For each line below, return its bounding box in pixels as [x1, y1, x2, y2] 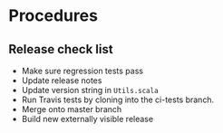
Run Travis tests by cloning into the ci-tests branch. [21, 94, 215, 105]
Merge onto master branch [21, 104, 122, 114]
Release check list [8, 42, 114, 57]
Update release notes [21, 75, 102, 86]
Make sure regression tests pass [21, 65, 144, 76]
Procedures [8, 5, 99, 26]
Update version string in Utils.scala [21, 85, 160, 95]
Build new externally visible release [21, 114, 154, 124]
